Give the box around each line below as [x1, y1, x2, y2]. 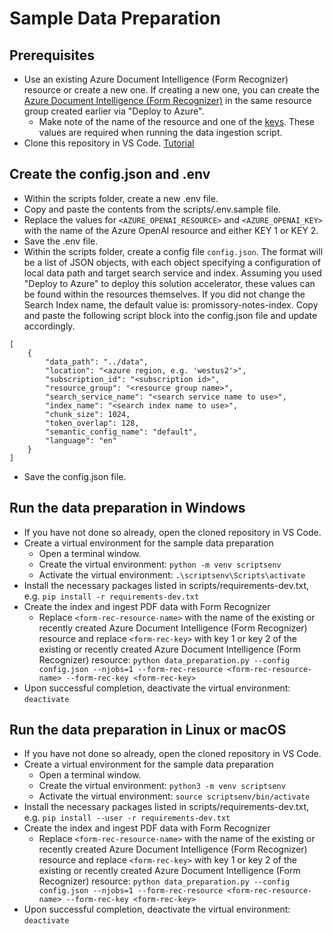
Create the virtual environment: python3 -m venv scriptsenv [38, 780, 286, 792]
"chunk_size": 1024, [45, 409, 131, 419]
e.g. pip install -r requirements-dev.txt [23, 590, 200, 602]
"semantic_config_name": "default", [45, 427, 198, 437]
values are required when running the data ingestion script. [38, 127, 283, 138]
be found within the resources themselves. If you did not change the [23, 288, 306, 300]
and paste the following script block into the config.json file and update [23, 309, 318, 321]
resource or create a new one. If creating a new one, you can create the [23, 84, 320, 96]
